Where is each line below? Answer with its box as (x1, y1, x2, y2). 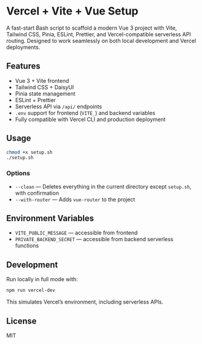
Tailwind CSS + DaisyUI (15, 83, 74, 91)
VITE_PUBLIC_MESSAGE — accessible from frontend (15, 229, 138, 236)
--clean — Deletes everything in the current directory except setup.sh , (15, 183, 192, 190)
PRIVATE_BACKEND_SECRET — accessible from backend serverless (15, 236, 174, 243)
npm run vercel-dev (6, 287, 56, 294)
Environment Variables (6, 213, 94, 223)
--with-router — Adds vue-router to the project (15, 195, 135, 203)
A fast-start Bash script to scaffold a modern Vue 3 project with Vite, (6, 24, 177, 31)
